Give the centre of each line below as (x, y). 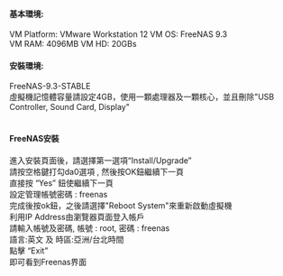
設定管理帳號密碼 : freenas (59, 194)
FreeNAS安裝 (35, 138)
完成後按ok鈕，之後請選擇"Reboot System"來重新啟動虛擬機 (121, 205)
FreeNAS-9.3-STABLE (50, 87)
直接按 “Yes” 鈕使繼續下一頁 (62, 183)
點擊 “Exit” (29, 250)
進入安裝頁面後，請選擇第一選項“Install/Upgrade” (100, 160)
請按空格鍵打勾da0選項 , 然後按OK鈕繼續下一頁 (97, 171)
